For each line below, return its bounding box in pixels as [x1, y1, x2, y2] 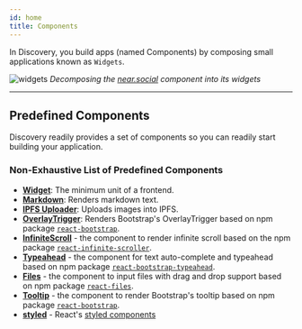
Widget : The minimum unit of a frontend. [22, 184, 174, 195]
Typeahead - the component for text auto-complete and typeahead [22, 251, 274, 262]
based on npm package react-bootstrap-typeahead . [22, 260, 216, 271]
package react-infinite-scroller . [22, 242, 153, 252]
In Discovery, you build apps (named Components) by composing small [9, 46, 274, 57]
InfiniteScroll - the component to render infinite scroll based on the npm [22, 232, 291, 243]
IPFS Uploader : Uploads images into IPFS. [22, 204, 179, 215]
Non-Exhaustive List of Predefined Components [9, 164, 223, 177]
